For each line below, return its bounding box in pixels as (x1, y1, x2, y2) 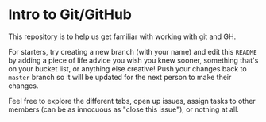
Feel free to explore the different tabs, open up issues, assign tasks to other (8, 96, 256, 105)
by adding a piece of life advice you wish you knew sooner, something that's (8, 55, 259, 65)
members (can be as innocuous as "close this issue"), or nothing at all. (8, 105, 240, 114)
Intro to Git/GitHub (8, 6, 133, 24)
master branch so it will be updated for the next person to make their (8, 72, 232, 82)
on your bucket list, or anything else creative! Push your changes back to (8, 63, 248, 73)
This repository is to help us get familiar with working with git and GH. (8, 32, 237, 41)
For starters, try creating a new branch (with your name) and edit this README (8, 47, 257, 56)
